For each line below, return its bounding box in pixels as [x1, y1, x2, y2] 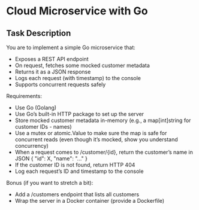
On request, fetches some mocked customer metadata [14, 62, 150, 69]
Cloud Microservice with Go [6, 4, 148, 18]
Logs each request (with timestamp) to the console [14, 75, 141, 81]
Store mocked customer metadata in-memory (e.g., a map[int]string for [14, 117, 191, 124]
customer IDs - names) [14, 123, 72, 130]
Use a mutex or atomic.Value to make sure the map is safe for [14, 130, 167, 136]
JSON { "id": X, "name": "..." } [14, 155, 88, 162]
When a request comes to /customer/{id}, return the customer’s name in [14, 148, 193, 156]
